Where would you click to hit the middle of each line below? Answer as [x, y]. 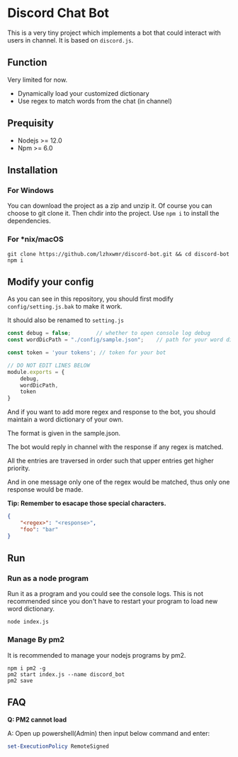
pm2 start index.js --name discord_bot [66, 674]
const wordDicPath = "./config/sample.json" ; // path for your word [115, 340]
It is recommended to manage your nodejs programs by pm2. [97, 655]
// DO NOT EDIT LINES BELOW [49, 365]
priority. [19, 468]
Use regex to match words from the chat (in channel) [95, 101]
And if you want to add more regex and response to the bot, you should [112, 412]
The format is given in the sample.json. [64, 433]
